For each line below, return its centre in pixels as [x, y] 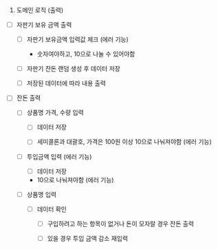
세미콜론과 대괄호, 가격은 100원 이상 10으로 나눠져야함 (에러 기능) [124, 142]
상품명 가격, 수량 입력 [55, 113]
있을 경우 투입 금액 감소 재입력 [88, 238]
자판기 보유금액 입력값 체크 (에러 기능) [77, 39]
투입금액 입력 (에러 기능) [59, 156]
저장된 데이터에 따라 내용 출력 [66, 83]
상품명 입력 [41, 194]
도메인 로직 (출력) [40, 10]
